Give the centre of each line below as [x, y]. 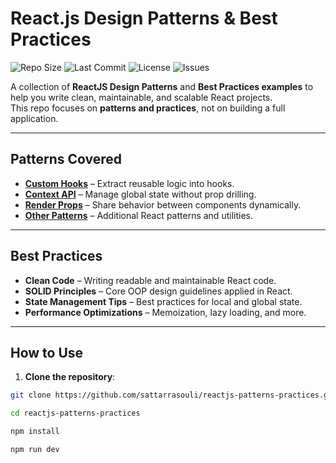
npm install [35, 432]
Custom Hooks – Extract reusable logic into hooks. [129, 183]
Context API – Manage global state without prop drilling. [140, 194]
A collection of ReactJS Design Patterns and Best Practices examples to [162, 86]
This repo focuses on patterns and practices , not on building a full [148, 108]
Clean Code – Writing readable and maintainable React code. [150, 280]
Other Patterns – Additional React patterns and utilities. [138, 215]
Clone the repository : [70, 377]
